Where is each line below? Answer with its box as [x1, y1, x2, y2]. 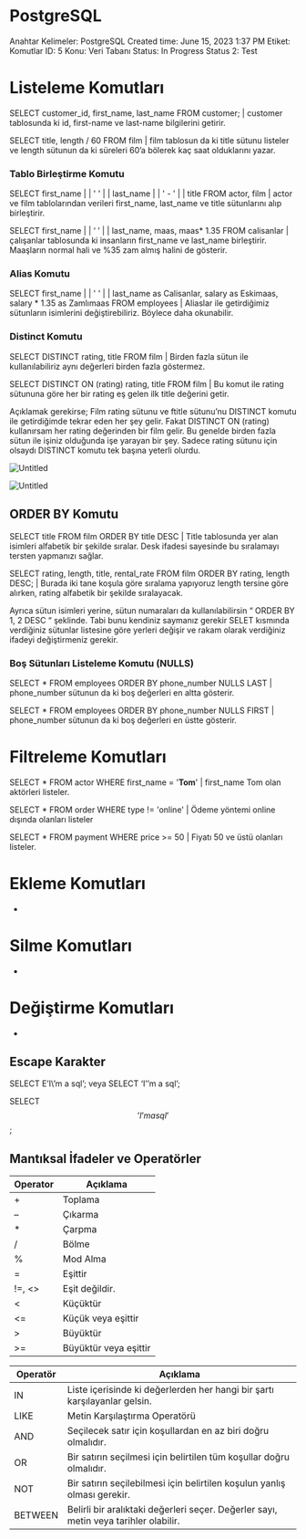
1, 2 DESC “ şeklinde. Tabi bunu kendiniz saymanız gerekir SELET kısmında [9, 614, 290, 625]
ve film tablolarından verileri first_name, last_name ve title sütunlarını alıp [9, 198, 282, 209]
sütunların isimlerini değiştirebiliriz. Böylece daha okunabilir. [9, 308, 234, 319]
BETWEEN [14, 1509, 59, 1522]
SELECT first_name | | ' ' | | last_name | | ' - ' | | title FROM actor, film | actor [9, 188, 293, 199]
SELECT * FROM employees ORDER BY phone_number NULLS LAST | [9, 677, 273, 688]
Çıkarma [62, 1209, 99, 1221]
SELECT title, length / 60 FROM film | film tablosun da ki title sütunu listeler [9, 134, 290, 146]
